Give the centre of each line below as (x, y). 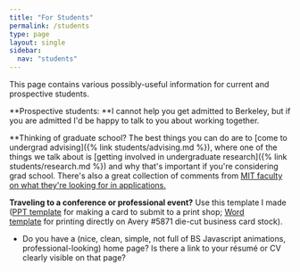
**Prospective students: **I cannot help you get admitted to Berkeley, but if (150, 111)
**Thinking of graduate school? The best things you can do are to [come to (148, 138)
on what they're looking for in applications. (88, 185)
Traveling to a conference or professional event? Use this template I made (148, 202)
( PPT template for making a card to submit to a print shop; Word (127, 212)
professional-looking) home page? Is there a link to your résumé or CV (151, 248)
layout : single (37, 42)
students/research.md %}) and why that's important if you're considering (144, 166)
